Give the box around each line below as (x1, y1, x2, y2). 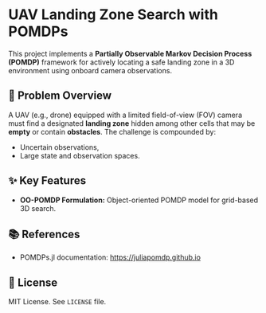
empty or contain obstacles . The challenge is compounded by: (8, 127, 217, 136)
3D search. (19, 203, 57, 213)
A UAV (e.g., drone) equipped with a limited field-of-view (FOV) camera (8, 110, 243, 119)
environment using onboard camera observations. (8, 65, 173, 75)
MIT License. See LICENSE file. (8, 297, 107, 307)
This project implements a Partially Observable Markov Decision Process (8, 49, 252, 58)
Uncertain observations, (19, 142, 100, 152)
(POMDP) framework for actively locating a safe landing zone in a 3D (8, 57, 235, 67)
